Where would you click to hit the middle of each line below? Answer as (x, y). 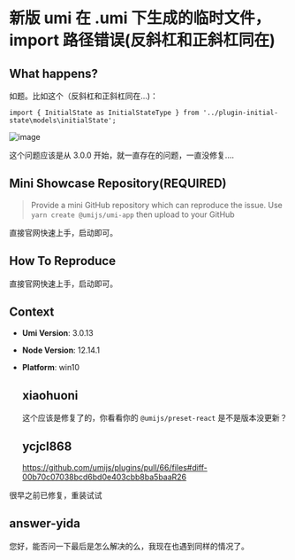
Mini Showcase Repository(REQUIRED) (118, 184)
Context (32, 312)
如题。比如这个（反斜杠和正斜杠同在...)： (84, 96)
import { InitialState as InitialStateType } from (104, 113)
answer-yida (45, 524)
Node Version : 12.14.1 (61, 350)
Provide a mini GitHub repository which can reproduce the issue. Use (156, 205)
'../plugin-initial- (240, 113)
